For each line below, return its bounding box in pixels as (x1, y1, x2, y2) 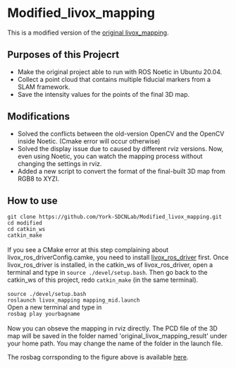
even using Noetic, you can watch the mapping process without (17, 152, 203, 160)
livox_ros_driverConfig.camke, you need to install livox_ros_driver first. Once (7, 253, 229, 262)
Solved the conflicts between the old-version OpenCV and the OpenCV (17, 129, 225, 138)
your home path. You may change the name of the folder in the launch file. (7, 339, 223, 348)
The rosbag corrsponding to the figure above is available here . (7, 353, 189, 362)
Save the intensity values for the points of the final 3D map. (17, 90, 190, 98)
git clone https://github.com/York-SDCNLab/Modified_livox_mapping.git (7, 213, 222, 220)
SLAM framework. (17, 83, 70, 91)
